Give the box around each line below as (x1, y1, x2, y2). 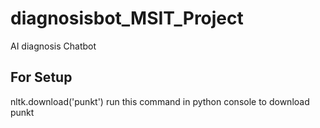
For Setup (10, 69, 73, 86)
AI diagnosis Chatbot (10, 40, 97, 52)
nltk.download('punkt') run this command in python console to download (10, 95, 310, 107)
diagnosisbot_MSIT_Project (10, 7, 244, 30)
